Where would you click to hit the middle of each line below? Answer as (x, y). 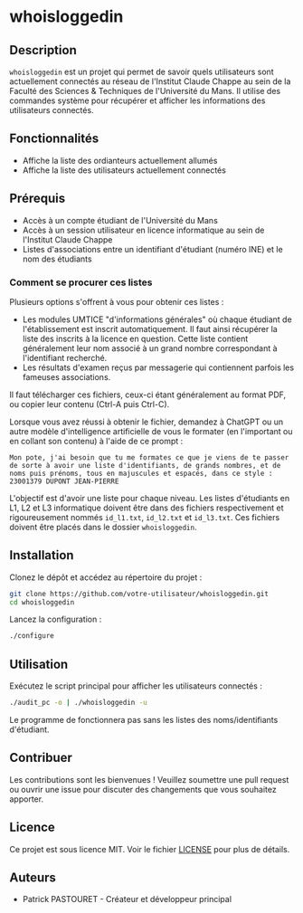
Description (43, 50)
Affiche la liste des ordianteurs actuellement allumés (120, 160)
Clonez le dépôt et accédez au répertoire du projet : (106, 577)
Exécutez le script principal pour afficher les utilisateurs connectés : (136, 686)
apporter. (26, 799)
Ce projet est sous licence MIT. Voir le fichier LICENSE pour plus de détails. (150, 849)
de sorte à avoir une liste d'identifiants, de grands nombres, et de (145, 465)
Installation (42, 555)
